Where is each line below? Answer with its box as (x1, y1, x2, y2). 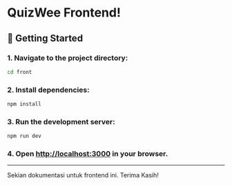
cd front (7, 68, 32, 75)
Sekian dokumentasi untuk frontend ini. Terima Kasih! (7, 171, 159, 179)
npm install (7, 101, 41, 108)
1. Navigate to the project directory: (7, 53, 128, 63)
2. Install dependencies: (7, 85, 90, 95)
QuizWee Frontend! (7, 5, 121, 21)
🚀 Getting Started (7, 32, 84, 44)
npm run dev (7, 133, 41, 139)
